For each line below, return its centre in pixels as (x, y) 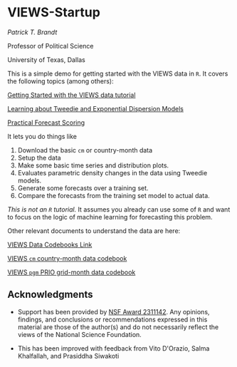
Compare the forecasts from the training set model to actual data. (114, 195)
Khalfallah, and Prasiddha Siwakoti (68, 356)
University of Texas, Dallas (46, 60)
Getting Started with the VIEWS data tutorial (72, 95)
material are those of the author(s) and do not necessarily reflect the (118, 327)
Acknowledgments (51, 295)
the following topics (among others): (60, 81)
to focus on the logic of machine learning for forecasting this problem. (110, 217)
